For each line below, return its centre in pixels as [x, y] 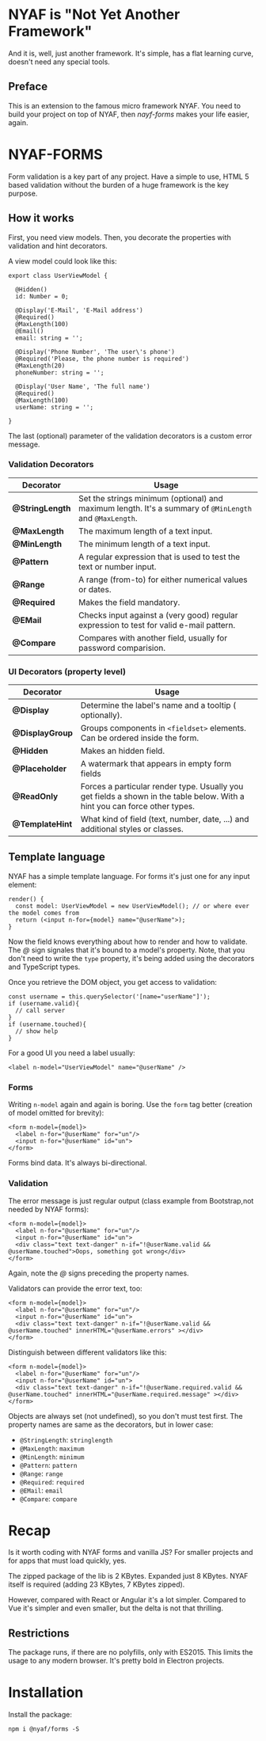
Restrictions [39, 1633]
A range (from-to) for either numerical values [163, 580]
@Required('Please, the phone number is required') [103, 359]
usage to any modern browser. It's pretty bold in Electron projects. [116, 1661]
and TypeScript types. [44, 967]
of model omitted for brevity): [56, 1113]
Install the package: [40, 1715]
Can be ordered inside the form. [140, 738]
